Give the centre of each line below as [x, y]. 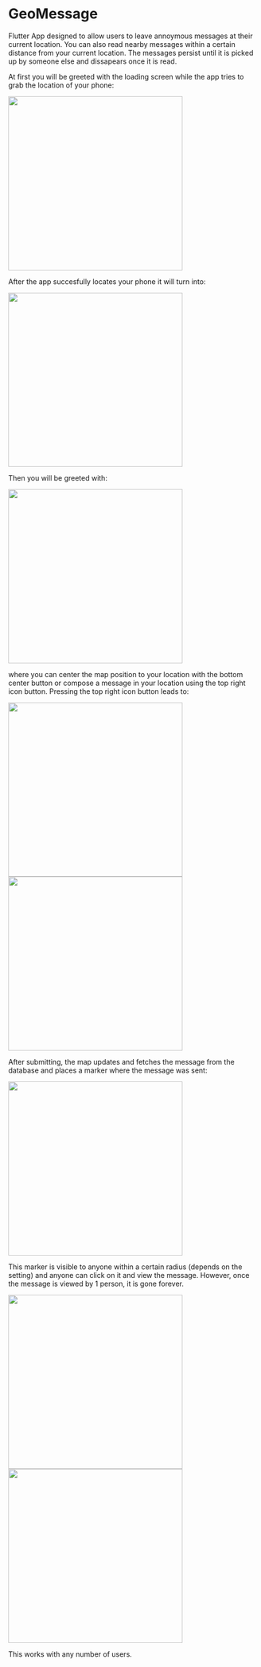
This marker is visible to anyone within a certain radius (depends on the [125, 1267]
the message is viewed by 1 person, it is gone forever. [96, 1283]
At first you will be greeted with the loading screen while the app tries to [126, 76]
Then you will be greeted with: [58, 477]
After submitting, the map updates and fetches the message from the [121, 1061]
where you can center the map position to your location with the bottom [126, 674]
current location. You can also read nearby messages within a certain [122, 44]
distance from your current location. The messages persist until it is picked [131, 53]
